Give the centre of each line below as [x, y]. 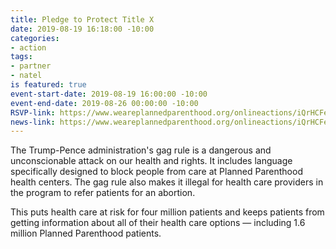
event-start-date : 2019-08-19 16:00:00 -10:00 [109, 94]
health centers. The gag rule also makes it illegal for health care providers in [167, 182]
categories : [35, 38]
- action [28, 47]
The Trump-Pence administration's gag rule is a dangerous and [141, 150]
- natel [26, 76]
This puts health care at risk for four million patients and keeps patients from [167, 212]
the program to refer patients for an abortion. [103, 193]
